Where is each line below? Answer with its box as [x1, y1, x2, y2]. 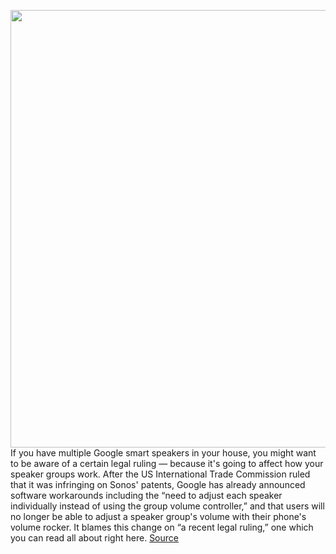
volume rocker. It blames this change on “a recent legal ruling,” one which [10, 521, 314, 533]
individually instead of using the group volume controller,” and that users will [10, 500, 325, 512]
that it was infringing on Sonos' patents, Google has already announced [10, 479, 306, 490]
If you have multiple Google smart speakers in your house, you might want [10, 447, 317, 459]
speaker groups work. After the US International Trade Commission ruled [10, 468, 311, 480]
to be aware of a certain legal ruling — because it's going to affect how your [10, 458, 324, 469]
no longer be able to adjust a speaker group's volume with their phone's [10, 511, 307, 522]
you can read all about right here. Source [10, 532, 179, 544]
